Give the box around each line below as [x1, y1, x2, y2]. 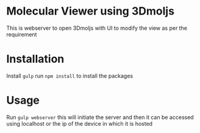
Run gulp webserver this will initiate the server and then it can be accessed [6, 114, 194, 121]
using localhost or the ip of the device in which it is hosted [6, 120, 153, 127]
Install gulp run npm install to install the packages [6, 72, 133, 80]
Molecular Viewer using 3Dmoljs [6, 4, 175, 18]
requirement [6, 30, 37, 38]
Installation [6, 52, 65, 66]
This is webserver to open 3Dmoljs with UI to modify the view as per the [6, 24, 188, 32]
